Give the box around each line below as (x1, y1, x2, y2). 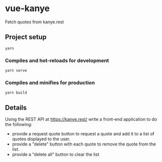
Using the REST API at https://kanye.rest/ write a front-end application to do (5, 116, 157, 122)
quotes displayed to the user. (12, 136, 71, 142)
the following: (5, 122, 33, 128)
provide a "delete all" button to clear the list (12, 151, 100, 158)
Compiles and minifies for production (5, 79, 95, 86)
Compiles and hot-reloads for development (5, 57, 109, 64)
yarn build (5, 90, 27, 95)
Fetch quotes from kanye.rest (5, 19, 64, 25)
